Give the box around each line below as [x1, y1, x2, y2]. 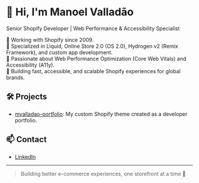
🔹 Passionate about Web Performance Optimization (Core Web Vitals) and [6, 55, 187, 62]
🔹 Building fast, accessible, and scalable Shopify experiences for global [6, 67, 181, 74]
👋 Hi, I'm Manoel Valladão [6, 5, 134, 19]
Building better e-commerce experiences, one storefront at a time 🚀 [20, 170, 186, 177]
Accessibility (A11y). [6, 61, 55, 68]
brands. [6, 74, 25, 81]
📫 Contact [6, 135, 47, 145]
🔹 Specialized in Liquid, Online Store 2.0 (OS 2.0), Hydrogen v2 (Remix [6, 43, 179, 50]
